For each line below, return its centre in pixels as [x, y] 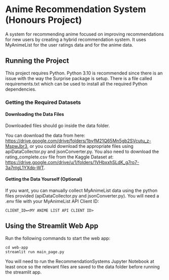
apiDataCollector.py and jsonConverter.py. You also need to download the [82, 151]
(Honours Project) [44, 20]
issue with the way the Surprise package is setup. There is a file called [79, 78]
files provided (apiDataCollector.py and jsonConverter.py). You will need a [82, 196]
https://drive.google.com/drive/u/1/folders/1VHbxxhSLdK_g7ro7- [72, 162]
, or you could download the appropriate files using [80, 146]
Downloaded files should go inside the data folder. [58, 126]
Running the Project [37, 61]
